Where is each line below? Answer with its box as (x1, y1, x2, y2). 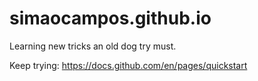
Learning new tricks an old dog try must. (9, 40, 177, 52)
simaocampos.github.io (9, 7, 212, 30)
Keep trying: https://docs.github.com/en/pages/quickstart (9, 59, 248, 71)
